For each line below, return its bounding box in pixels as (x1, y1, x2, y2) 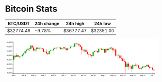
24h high (65, 21, 85, 27)
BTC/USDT (8, 21, 30, 27)
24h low (94, 21, 111, 27)
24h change (34, 21, 60, 27)
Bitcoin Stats (5, 3, 58, 14)
